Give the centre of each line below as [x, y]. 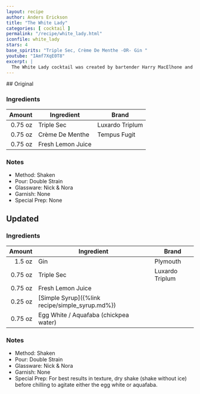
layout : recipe [25, 12]
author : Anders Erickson [37, 17]
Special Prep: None [38, 200]
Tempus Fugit [116, 135]
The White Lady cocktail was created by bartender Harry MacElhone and [102, 67]
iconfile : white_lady [33, 39]
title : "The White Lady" [37, 23]
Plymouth [168, 261]
